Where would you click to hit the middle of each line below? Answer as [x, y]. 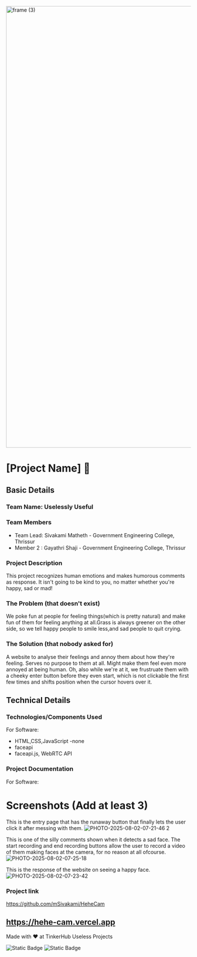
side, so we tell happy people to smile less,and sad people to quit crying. [94, 629]
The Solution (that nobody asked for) [60, 644]
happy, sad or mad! [29, 588]
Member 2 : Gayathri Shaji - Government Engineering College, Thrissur [100, 548]
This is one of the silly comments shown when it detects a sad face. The [93, 839]
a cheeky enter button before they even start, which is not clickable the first [98, 675]
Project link [23, 891]
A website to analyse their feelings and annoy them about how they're [90, 657]
